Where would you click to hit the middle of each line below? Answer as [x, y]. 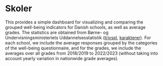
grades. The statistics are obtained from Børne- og [57, 32]
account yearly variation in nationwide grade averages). [62, 58]
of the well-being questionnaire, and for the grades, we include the [73, 48]
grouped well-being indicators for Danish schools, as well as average [75, 27]
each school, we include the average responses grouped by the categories [81, 43]
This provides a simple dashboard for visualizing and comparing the [74, 22]
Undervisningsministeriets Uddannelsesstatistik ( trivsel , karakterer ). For [78, 38]
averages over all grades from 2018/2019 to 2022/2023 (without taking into [81, 53]
